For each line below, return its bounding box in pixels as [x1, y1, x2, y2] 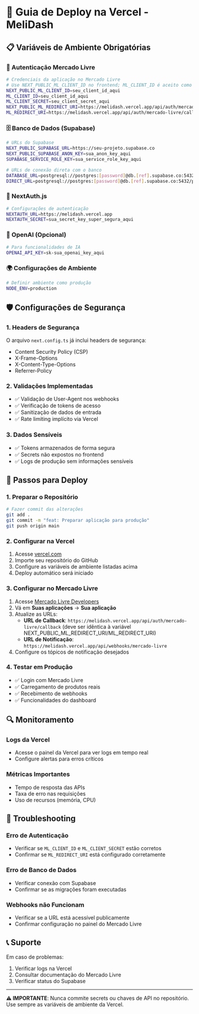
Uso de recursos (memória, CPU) [14, 796, 96, 803]
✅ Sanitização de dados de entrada [14, 409, 102, 416]
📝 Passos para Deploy [6, 475, 88, 486]
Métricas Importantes [6, 770, 70, 778]
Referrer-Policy [14, 367, 52, 375]
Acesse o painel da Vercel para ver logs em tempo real [14, 749, 149, 756]
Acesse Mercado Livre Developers [14, 598, 99, 605]
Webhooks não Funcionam [6, 901, 85, 909]
